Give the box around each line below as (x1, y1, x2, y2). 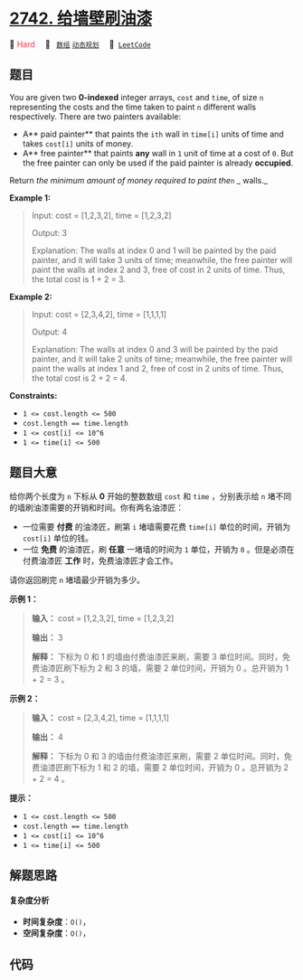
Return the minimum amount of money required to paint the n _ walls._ (9, 174, 269, 185)
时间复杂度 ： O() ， (22, 917, 91, 928)
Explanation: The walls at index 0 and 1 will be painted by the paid (31, 245, 277, 256)
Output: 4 (31, 326, 68, 337)
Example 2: (9, 291, 52, 302)
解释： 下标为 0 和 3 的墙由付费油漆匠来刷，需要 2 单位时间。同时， (31, 750, 285, 761)
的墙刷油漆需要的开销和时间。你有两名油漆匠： (9, 502, 184, 513)
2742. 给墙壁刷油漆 (9, 8, 152, 29)
